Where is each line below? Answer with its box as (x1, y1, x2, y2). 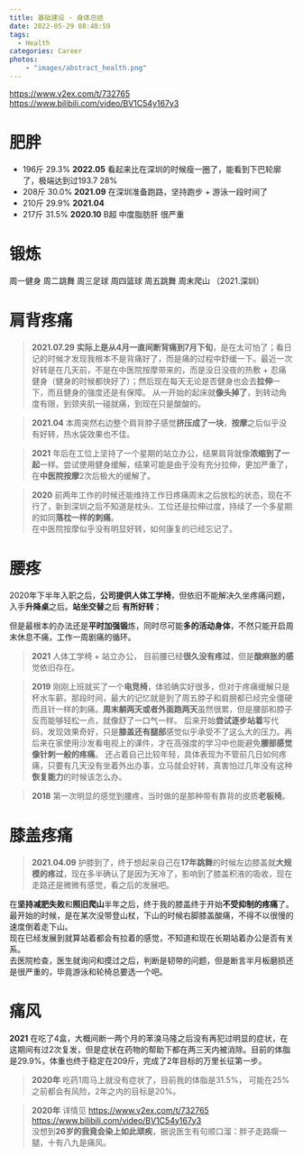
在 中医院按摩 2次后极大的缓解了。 (31, 470, 156, 481)
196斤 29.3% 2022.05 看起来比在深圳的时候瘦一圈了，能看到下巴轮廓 (22, 163, 281, 174)
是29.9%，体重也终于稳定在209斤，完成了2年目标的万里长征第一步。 (9, 1055, 267, 1066)
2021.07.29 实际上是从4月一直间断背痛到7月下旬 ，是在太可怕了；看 (31, 342, 284, 353)
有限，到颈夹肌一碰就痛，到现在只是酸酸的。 (39, 398, 206, 408)
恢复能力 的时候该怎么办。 (31, 771, 127, 782)
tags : (9, 30, 30, 39)
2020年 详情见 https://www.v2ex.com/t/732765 (31, 1105, 209, 1115)
